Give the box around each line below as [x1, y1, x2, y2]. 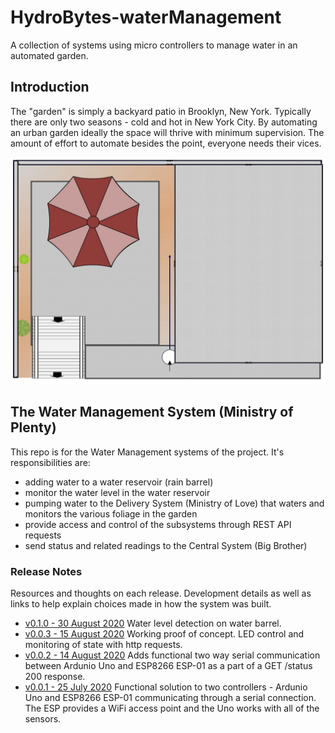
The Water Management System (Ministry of [10, 404, 294, 421]
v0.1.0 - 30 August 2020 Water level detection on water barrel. [24, 617, 282, 630]
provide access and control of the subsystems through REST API [24, 518, 292, 530]
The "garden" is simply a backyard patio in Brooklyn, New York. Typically [10, 105, 312, 117]
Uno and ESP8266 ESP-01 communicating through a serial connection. [24, 692, 317, 704]
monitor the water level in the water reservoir [24, 486, 211, 498]
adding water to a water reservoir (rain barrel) [24, 476, 214, 488]
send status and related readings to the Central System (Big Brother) [24, 539, 308, 551]
